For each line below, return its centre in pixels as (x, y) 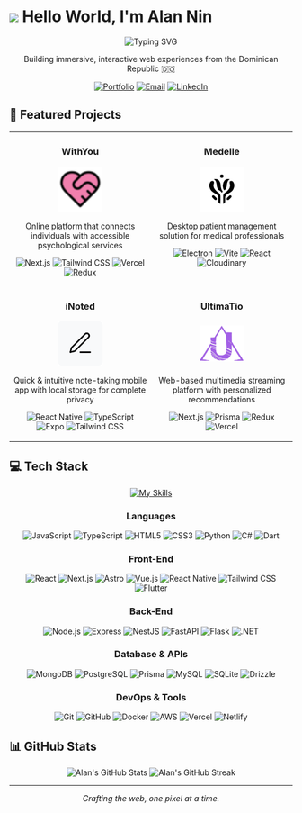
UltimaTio (222, 306)
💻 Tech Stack (49, 467)
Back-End (151, 611)
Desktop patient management (222, 226)
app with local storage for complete (80, 390)
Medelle (222, 152)
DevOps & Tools (151, 697)
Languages (151, 516)
